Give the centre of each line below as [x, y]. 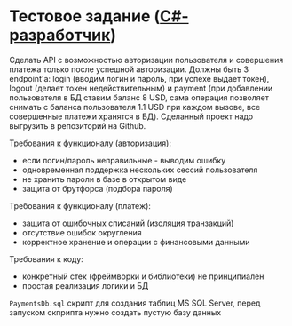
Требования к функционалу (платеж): [80, 205]
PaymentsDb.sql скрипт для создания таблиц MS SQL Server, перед [135, 303]
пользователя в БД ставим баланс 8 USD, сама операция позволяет [139, 97]
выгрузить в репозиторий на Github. [78, 125]
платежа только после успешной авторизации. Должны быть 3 [129, 69]
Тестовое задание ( [85, 16]
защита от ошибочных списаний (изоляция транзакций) [128, 223]
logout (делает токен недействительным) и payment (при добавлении [141, 88]
